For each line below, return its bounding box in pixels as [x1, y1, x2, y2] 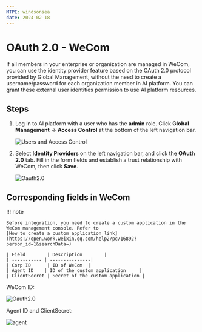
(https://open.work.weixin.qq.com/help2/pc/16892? [6, 236, 137, 242]
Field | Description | [12, 252, 107, 258]
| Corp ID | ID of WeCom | [6, 262, 91, 268]
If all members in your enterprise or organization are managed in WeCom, [6, 61, 190, 68]
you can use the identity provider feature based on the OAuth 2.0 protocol [6, 67, 191, 75]
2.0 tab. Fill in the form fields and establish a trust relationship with [15, 156, 182, 164]
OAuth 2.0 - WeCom [6, 41, 110, 55]
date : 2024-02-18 [6, 15, 50, 21]
